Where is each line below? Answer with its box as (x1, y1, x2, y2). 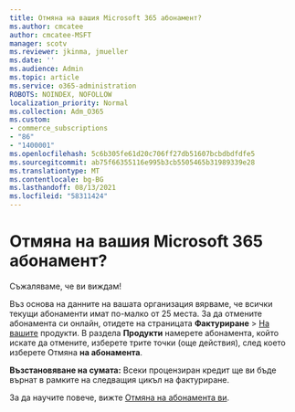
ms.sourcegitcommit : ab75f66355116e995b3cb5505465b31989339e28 (9, 157, 256, 167)
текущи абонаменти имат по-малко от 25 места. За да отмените (9, 308, 263, 319)
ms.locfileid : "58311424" (9, 192, 108, 201)
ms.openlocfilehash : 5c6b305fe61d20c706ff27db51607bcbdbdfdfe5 (9, 149, 256, 158)
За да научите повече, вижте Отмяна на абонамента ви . (9, 392, 230, 403)
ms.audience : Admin (9, 65, 84, 74)
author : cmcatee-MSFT (9, 30, 92, 39)
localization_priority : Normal (9, 98, 129, 108)
